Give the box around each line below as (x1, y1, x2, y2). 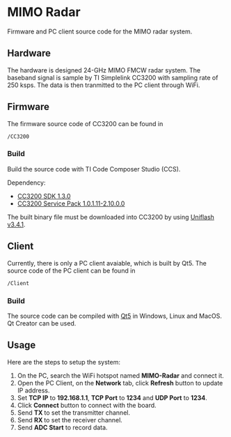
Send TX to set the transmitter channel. (17, 408, 131, 417)
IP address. (17, 386, 50, 394)
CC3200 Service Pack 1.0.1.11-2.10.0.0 (17, 199, 125, 208)
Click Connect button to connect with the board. (17, 401, 157, 409)
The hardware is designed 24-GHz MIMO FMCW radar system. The (7, 66, 201, 74)
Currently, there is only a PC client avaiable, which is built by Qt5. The (7, 259, 207, 267)
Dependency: (7, 178, 46, 187)
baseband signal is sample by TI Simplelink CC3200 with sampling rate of (7, 73, 218, 82)
